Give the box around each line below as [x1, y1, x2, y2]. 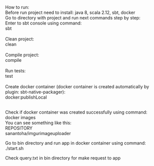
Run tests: [5, 68, 26, 74]
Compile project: [5, 52, 39, 58]
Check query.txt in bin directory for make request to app [5, 155, 121, 161]
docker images [5, 115, 36, 120]
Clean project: [5, 36, 34, 42]
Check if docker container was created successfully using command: [5, 109, 148, 115]
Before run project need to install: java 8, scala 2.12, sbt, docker [5, 9, 136, 15]
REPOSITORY [5, 125, 33, 131]
